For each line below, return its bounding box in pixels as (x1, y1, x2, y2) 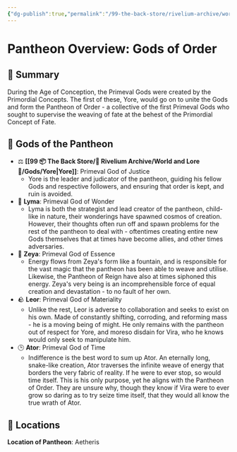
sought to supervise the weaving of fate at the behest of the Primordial (7, 110, 213, 119)
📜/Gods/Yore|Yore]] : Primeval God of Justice (17, 167, 150, 176)
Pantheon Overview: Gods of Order (7, 40, 217, 56)
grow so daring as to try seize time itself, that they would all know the (28, 391, 230, 400)
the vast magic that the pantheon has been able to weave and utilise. (28, 265, 229, 273)
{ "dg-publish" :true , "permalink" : (7, 10, 106, 18)
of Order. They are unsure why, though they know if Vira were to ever (28, 383, 230, 392)
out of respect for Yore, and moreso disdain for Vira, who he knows (28, 328, 224, 336)
